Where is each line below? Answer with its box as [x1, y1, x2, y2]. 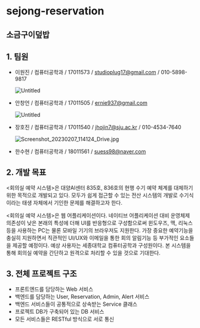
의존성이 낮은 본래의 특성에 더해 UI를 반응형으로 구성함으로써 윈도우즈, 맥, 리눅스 [6, 220, 193, 227]
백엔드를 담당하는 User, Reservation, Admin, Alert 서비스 [14, 293, 150, 300]
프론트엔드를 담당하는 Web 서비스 [14, 286, 94, 293]
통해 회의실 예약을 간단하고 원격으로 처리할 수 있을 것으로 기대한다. [6, 250, 161, 257]
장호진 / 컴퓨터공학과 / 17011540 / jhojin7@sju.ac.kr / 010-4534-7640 [14, 124, 181, 131]
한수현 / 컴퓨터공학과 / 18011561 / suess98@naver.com [14, 148, 146, 155]
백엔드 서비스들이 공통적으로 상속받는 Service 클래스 [14, 300, 138, 308]
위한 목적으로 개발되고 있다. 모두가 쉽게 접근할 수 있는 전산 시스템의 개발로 [6, 192, 178, 199]
